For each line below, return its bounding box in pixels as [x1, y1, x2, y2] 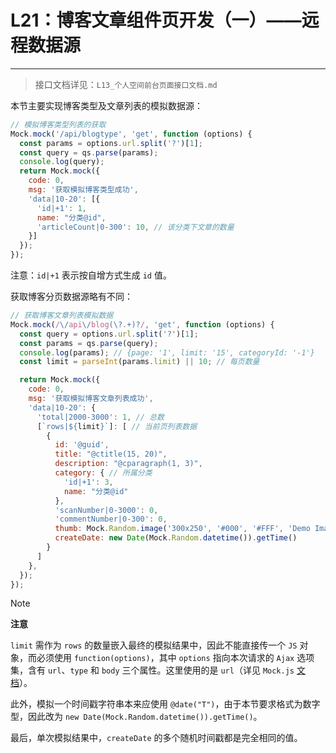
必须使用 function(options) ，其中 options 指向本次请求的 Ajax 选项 [36, 652, 315, 664]
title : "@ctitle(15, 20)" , [54, 449, 168, 460]
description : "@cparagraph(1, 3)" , [54, 459, 203, 469]
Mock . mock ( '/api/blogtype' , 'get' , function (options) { [10, 129, 253, 139]
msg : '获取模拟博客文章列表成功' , [28, 394, 154, 404]
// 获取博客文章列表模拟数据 [10, 311, 114, 321]
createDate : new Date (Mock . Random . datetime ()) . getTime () [54, 533, 298, 543]
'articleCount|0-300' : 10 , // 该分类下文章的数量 [36, 222, 235, 232]
